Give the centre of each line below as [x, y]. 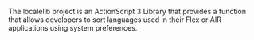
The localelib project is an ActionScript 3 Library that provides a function [127, 11]
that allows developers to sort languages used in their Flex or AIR [115, 20]
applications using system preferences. [73, 28]
